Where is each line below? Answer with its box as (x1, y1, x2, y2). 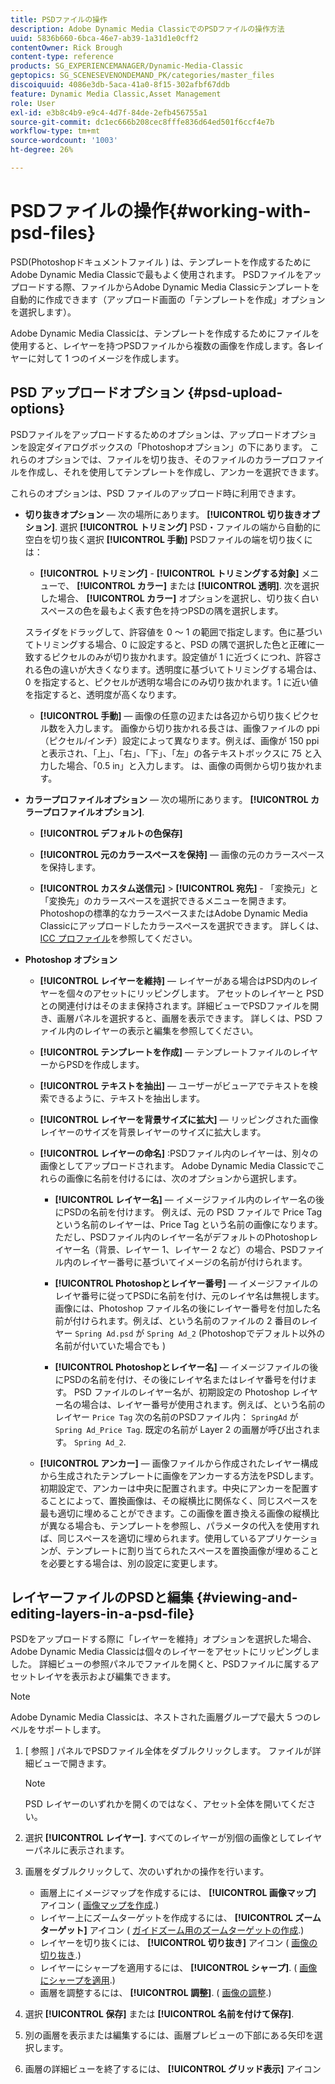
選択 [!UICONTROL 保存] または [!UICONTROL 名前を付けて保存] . (24, 2008, 295, 2020)
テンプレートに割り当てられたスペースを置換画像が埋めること (66, 1544, 320, 1556)
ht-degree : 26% (10, 145, 74, 155)
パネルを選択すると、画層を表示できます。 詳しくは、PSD (74, 1012, 313, 1024)
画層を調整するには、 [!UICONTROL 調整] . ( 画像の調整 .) (39, 1987, 272, 1999)
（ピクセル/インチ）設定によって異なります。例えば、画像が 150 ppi (39, 734, 320, 746)
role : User (10, 98, 56, 108)
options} (10, 401, 66, 418)
